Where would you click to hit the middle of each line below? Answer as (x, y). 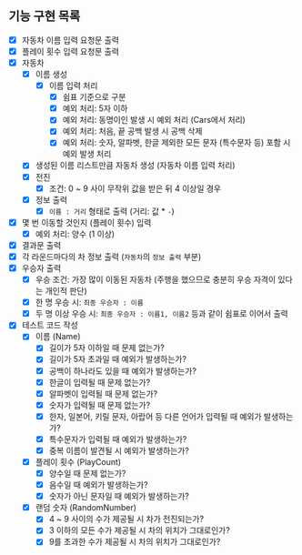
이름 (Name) (58, 337)
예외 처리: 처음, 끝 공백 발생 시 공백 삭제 (132, 131)
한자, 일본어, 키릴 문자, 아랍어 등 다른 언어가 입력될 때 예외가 (155, 416)
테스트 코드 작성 (50, 325)
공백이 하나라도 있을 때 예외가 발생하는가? (123, 370)
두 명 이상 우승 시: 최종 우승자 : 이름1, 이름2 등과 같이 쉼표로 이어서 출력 (161, 314)
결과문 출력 (41, 245)
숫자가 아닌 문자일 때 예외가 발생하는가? (119, 496)
